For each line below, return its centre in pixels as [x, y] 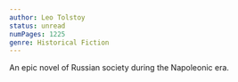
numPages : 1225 [37, 34]
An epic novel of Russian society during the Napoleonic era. [119, 68]
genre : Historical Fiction [59, 42]
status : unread [37, 26]
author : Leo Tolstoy [48, 17]
